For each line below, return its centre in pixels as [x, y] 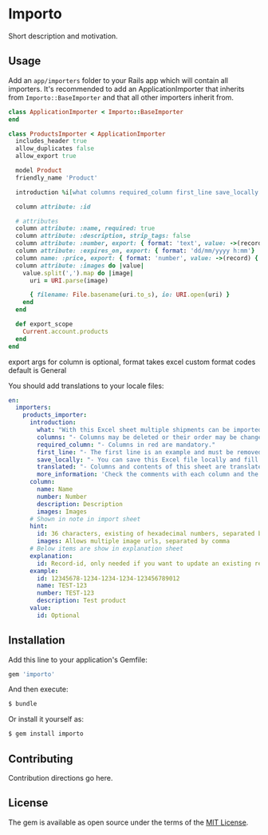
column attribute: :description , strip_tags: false [103, 236]
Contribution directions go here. [61, 778]
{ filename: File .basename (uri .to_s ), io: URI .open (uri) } [129, 295]
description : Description [80, 504]
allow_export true [46, 156]
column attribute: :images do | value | [80, 265]
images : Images [62, 512]
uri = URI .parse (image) [69, 280]
